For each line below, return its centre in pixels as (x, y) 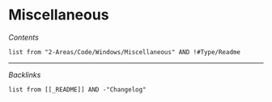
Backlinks (25, 74)
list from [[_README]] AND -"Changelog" (78, 89)
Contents (23, 37)
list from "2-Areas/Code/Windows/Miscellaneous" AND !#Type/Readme (125, 52)
